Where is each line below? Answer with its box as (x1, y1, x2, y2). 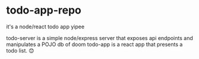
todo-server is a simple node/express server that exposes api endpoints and (6, 34, 193, 41)
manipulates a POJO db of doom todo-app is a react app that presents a (6, 41, 183, 48)
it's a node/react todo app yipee (6, 23, 85, 30)
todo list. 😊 (6, 47, 34, 54)
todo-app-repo (6, 4, 81, 17)
